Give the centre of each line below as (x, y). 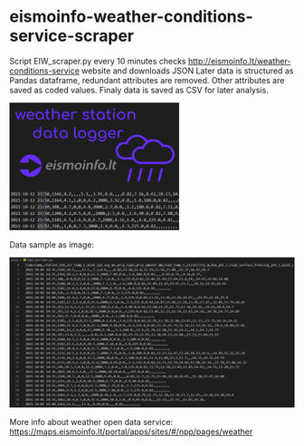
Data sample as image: (52, 244)
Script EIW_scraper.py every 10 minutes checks (98, 61)
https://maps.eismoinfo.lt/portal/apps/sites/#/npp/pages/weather (131, 431)
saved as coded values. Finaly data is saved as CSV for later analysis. (139, 90)
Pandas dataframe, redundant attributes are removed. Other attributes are (147, 80)
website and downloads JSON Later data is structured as (187, 71)
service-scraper (71, 36)
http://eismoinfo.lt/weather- (240, 61)
